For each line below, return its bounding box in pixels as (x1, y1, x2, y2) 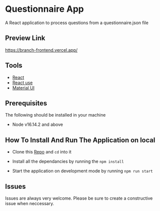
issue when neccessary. (5, 201, 54, 206)
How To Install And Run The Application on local (5, 136, 156, 144)
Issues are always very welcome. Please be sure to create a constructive (5, 195, 153, 201)
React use (12, 80, 33, 86)
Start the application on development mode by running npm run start (12, 168, 153, 174)
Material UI (12, 85, 35, 90)
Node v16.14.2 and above (12, 121, 63, 127)
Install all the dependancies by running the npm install (12, 158, 124, 164)
